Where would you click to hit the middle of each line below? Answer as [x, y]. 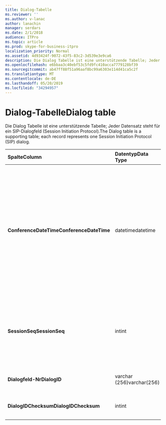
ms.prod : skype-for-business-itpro [42, 47]
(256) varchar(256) [137, 382]
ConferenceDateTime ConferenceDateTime [59, 231]
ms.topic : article [24, 42]
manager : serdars [23, 28]
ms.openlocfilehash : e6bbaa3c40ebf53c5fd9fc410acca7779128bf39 [72, 65]
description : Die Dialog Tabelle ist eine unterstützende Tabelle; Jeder [83, 60]
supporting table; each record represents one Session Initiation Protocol [78, 137]
